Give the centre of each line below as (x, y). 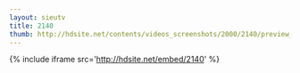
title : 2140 (31, 26)
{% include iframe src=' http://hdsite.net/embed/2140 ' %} (115, 60)
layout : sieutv (37, 17)
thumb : (21, 34)
